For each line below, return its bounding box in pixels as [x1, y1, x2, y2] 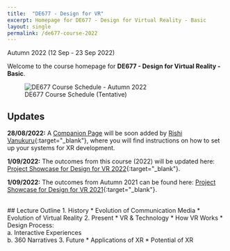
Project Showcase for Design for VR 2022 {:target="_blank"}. [7, 165, 181, 173]
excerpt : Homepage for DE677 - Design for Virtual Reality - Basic [7, 17, 207, 24]
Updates [7, 111, 45, 122]
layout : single [7, 23, 51, 30]
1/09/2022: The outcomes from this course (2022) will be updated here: [7, 157, 215, 165]
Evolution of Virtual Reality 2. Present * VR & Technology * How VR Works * [7, 213, 224, 222]
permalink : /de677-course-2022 [7, 29, 98, 37]
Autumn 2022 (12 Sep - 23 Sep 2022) [7, 49, 115, 57]
